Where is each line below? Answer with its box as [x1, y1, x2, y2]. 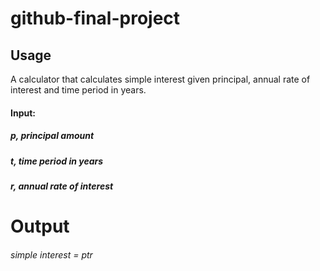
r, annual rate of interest [10, 180, 114, 192]
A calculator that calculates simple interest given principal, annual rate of [10, 73, 311, 85]
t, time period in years [10, 155, 104, 167]
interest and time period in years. [10, 84, 147, 96]
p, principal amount [10, 130, 95, 142]
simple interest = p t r [10, 248, 93, 261]
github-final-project [10, 7, 181, 30]
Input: [10, 107, 36, 119]
